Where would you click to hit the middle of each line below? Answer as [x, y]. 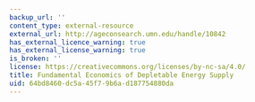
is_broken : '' [36, 59]
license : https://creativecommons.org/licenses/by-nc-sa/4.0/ [127, 67]
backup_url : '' [38, 17]
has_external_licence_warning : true [77, 42]
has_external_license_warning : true [77, 51]
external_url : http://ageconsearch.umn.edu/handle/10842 [118, 34]
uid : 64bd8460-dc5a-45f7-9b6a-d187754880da [92, 83]
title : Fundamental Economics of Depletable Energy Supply [122, 75]
